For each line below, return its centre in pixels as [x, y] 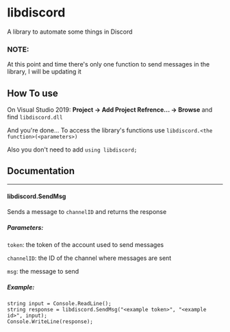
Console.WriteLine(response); [50, 322]
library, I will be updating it [44, 72]
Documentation [41, 171]
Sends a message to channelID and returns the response [87, 212]
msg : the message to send [43, 272]
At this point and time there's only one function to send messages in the [108, 64]
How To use [33, 93]
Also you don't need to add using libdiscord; [72, 150]
